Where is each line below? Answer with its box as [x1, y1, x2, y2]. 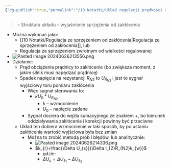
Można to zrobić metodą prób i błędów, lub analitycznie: [27, 134, 145, 140]
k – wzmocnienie [42, 100, 79, 106]
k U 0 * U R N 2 [35, 93, 58, 101]
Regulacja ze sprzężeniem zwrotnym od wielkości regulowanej [19, 47, 152, 54]
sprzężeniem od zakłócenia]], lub [19, 42, 90, 49]
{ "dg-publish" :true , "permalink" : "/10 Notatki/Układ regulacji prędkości [5, 7, 163, 13]
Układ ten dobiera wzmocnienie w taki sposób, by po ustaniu [19, 123, 149, 129]
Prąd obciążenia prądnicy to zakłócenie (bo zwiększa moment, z [19, 64, 156, 70]
